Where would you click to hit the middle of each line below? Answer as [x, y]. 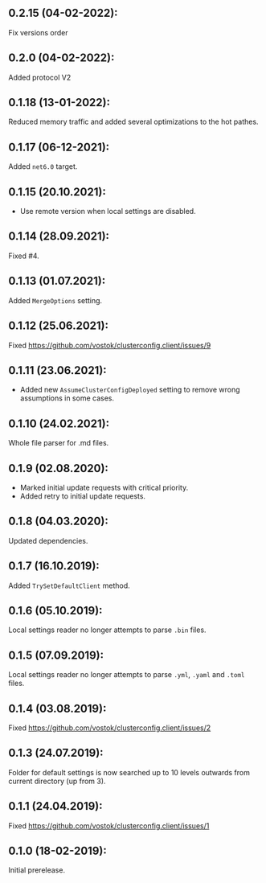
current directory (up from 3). [57, 781]
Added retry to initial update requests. [83, 496]
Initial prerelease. [37, 870]
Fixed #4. [24, 256]
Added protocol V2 [40, 77]
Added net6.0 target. [43, 166]
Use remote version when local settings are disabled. [108, 212]
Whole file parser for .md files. [59, 443]
